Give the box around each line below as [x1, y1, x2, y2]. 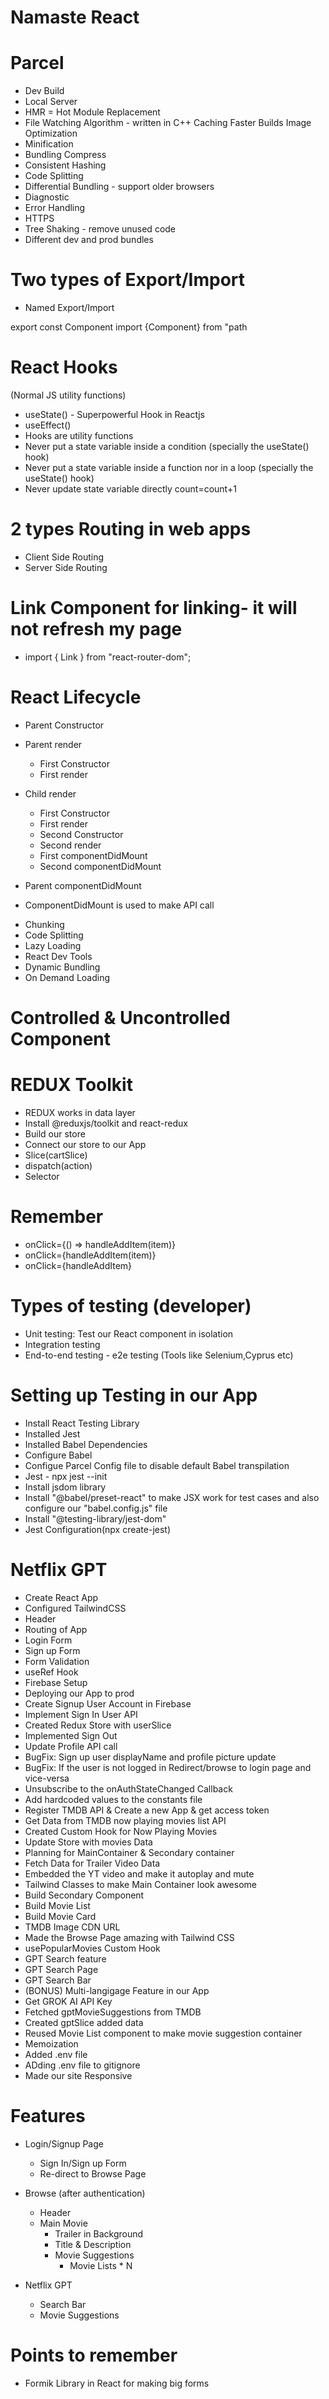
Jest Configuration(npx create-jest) [24, 1523, 172, 1535]
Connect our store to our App [24, 1138, 147, 1150]
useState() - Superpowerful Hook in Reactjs [24, 409, 205, 420]
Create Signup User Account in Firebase [24, 1697, 192, 1710]
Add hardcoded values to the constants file [24, 1793, 203, 1805]
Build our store [24, 1127, 86, 1140]
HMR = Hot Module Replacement [24, 106, 161, 118]
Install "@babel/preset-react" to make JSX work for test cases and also [24, 1491, 320, 1503]
